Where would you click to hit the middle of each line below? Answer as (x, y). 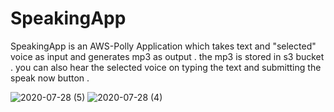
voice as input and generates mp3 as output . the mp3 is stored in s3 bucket (167, 56)
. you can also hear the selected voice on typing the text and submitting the (166, 67)
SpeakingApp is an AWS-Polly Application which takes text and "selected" (163, 46)
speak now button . (50, 78)
